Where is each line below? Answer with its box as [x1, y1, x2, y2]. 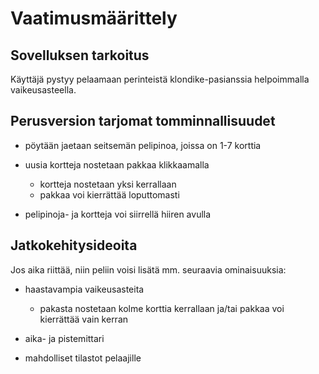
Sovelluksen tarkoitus [10, 47, 150, 64]
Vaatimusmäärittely [10, 7, 178, 30]
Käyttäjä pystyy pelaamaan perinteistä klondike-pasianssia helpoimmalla [10, 73, 310, 85]
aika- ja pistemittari [24, 332, 105, 344]
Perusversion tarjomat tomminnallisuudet [10, 113, 276, 130]
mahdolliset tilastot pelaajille [24, 352, 142, 364]
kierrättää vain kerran [39, 313, 129, 325]
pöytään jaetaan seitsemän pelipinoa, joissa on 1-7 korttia [24, 139, 262, 151]
